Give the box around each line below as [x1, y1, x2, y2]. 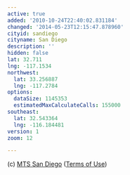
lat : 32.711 [7, 56, 42, 63]
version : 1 [7, 128, 39, 135]
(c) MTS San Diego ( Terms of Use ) [7, 160, 108, 169]
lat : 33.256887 [13, 75, 58, 83]
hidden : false [7, 50, 49, 57]
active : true [7, 10, 46, 18]
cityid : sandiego [7, 30, 58, 37]
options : [7, 89, 33, 96]
